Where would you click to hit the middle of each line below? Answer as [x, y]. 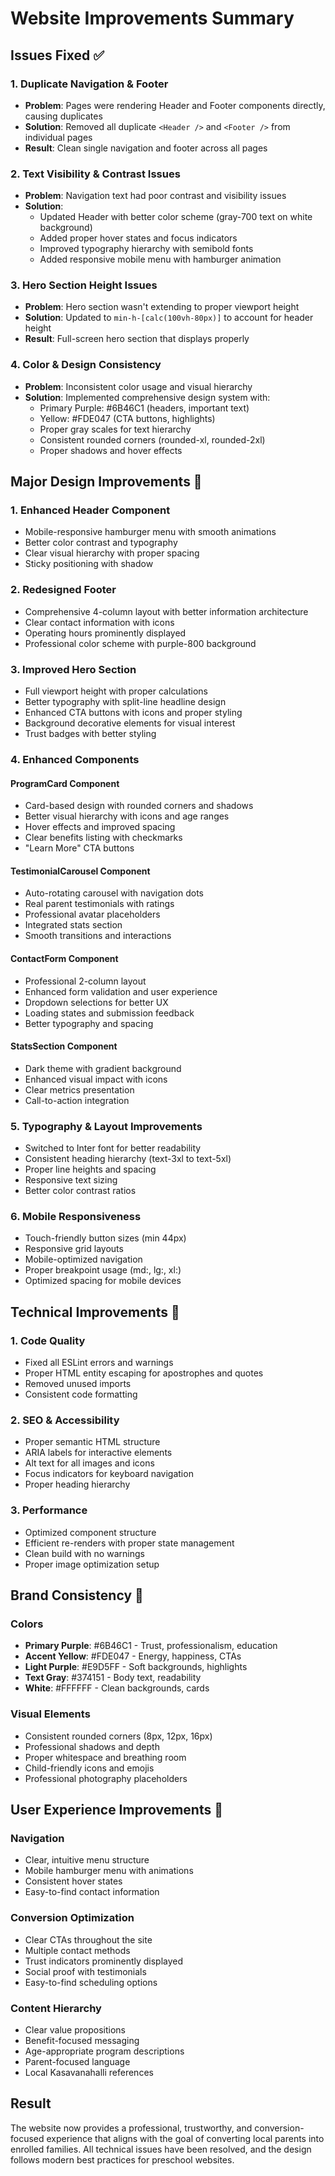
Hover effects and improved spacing [100, 827]
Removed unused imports [78, 1384]
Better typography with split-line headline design [125, 702]
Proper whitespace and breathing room [105, 1757]
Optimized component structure [90, 1532]
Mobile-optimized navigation [83, 1259]
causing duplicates [63, 116]
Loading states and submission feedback [109, 1013]
